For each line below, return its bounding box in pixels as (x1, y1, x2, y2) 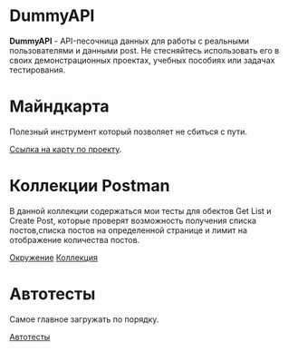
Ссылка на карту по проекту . (9, 143, 122, 154)
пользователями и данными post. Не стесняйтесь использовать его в (9, 44, 280, 55)
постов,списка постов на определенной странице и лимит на (9, 224, 247, 236)
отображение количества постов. (9, 234, 140, 245)
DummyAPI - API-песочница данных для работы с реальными (9, 35, 250, 46)
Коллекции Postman (9, 176, 170, 196)
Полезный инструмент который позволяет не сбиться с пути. (9, 126, 247, 137)
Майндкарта (9, 96, 110, 117)
